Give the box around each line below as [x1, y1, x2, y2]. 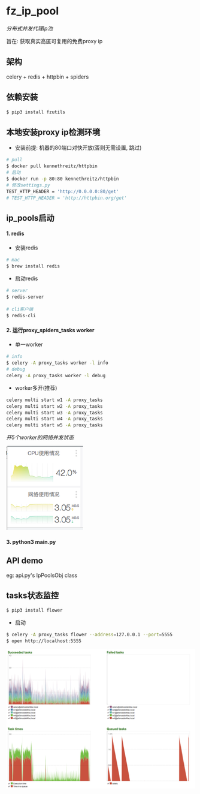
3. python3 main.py [6, 538, 56, 545]
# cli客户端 [6, 306, 34, 312]
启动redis [14, 275, 38, 282]
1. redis [6, 230, 25, 237]
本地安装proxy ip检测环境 [6, 127, 101, 137]
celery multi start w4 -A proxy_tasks [6, 416, 103, 422]
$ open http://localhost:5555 [6, 638, 82, 644]
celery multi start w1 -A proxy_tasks [6, 397, 103, 403]
